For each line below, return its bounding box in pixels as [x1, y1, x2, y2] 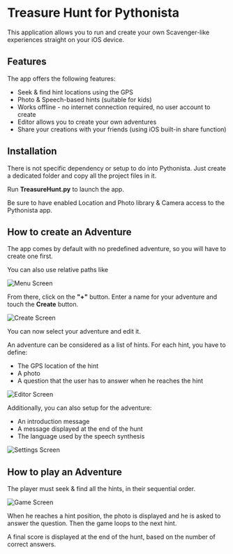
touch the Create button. [7, 300, 79, 308]
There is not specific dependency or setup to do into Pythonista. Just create [7, 164, 227, 172]
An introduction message [17, 418, 90, 426]
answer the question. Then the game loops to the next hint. [7, 519, 177, 527]
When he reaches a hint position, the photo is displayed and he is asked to [7, 512, 221, 520]
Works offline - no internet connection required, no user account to [17, 103, 211, 111]
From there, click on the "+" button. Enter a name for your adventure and [7, 292, 218, 301]
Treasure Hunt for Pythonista [7, 5, 180, 21]
